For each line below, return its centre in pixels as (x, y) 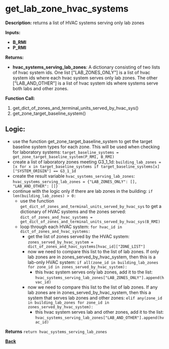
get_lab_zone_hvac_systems (67, 9)
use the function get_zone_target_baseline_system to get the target (82, 141)
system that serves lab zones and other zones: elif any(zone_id (95, 298)
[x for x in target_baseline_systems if (55, 167)
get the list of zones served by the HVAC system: (78, 236)
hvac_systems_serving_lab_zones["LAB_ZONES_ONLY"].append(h (100, 277)
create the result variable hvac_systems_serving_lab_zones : (74, 176)
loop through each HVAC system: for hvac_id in (71, 227)
